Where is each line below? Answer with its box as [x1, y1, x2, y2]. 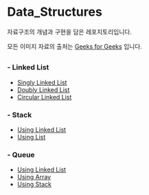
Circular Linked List [16, 93, 72, 101]
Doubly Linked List [16, 85, 70, 93]
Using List [16, 133, 46, 141]
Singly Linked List [16, 78, 67, 87]
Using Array [16, 173, 51, 181]
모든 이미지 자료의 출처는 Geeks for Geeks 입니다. [7, 42, 143, 50]
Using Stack [16, 180, 51, 189]
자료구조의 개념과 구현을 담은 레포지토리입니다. [7, 27, 133, 36]
